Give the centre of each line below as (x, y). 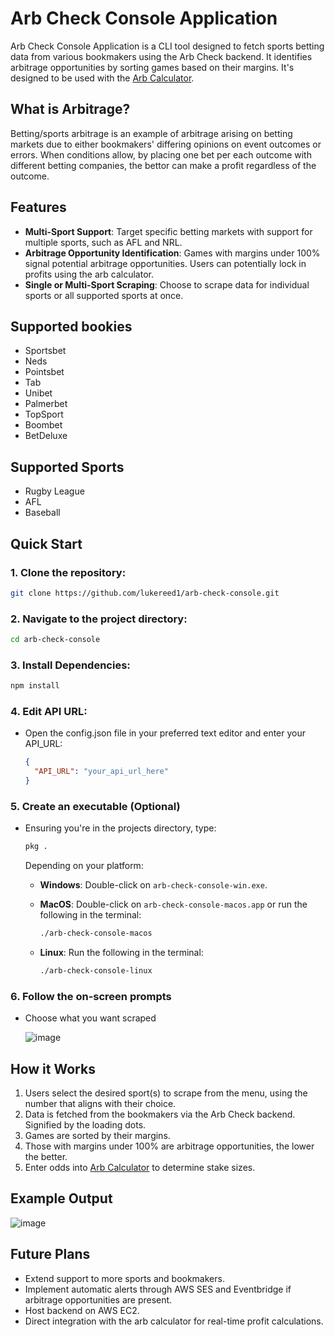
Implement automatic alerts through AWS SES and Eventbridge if (158, 1289)
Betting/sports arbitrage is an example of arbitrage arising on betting (151, 133)
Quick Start (46, 543)
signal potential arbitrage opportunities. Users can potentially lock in (165, 263)
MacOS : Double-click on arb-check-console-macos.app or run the (173, 904)
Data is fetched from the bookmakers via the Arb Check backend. (160, 1114)
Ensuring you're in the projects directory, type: (120, 828)
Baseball (42, 513)
